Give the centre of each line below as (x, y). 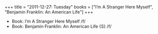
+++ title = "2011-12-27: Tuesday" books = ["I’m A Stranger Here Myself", (79, 7)
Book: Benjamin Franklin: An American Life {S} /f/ (62, 26)
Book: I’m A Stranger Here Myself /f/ (48, 21)
